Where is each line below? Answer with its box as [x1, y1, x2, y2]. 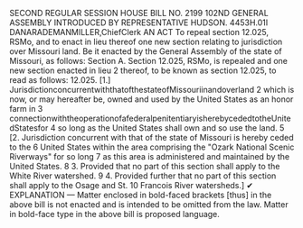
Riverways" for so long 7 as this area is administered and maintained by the [9, 151, 290, 161]
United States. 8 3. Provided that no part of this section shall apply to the [9, 161, 280, 171]
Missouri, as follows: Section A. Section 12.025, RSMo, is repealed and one [9, 56, 288, 66]
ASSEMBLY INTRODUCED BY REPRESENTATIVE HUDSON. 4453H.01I [9, 17, 269, 28]
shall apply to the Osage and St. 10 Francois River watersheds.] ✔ [9, 180, 254, 190]
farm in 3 [9, 104, 43, 114]
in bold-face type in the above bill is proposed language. [9, 209, 220, 219]
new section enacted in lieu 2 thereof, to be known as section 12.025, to [9, 65, 277, 76]
